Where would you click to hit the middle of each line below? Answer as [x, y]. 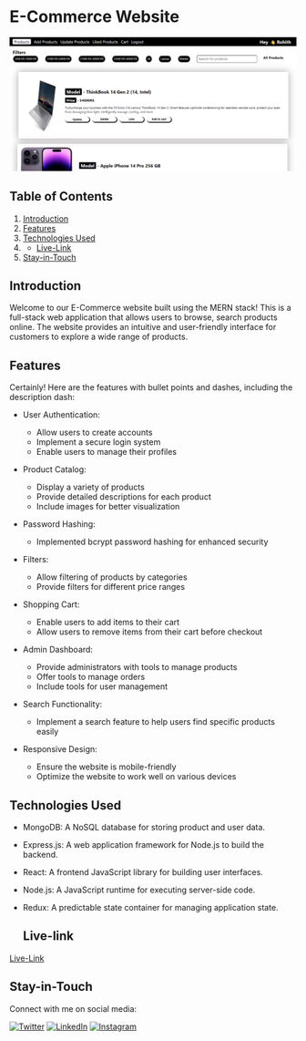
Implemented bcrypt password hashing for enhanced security [152, 542]
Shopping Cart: [51, 604]
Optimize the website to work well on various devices [136, 777]
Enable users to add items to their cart [108, 623]
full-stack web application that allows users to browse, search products [143, 317]
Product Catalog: [54, 469]
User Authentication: [61, 415]
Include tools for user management [102, 686]
